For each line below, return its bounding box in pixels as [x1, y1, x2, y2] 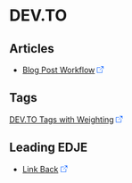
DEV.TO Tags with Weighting [9, 113, 114, 125]
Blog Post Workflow [21, 64, 95, 75]
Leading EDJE [9, 140, 87, 155]
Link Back [21, 163, 59, 174]
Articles [9, 41, 55, 56]
